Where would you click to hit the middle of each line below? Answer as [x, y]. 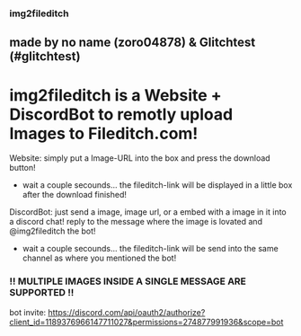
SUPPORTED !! [42, 293]
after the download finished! [75, 195]
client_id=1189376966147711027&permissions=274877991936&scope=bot [146, 322]
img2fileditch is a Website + [115, 95]
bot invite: [28, 312]
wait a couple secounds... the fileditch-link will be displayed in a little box [157, 185]
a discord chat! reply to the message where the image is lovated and [136, 222]
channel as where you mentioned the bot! [99, 258]
